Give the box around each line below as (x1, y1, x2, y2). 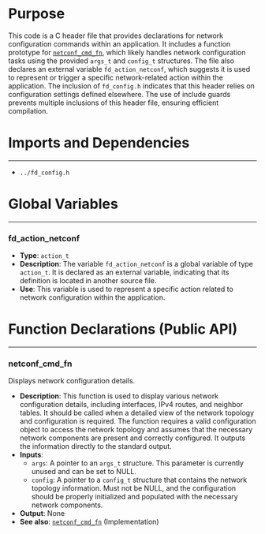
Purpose (8, 5, 65, 23)
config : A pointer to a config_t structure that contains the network (31, 475, 248, 485)
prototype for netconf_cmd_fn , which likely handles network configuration (8, 47, 246, 57)
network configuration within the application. (19, 293, 166, 302)
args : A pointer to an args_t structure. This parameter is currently (31, 458, 244, 468)
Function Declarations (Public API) (8, 320, 238, 338)
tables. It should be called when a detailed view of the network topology (19, 408, 255, 418)
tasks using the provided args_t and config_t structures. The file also (8, 56, 235, 65)
